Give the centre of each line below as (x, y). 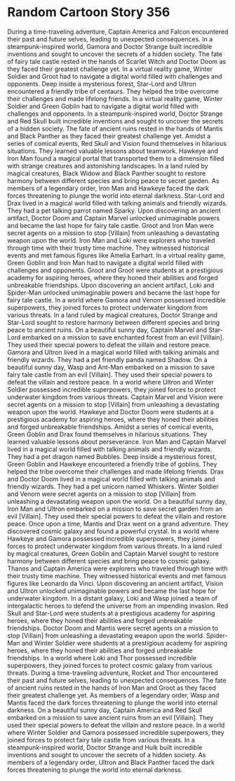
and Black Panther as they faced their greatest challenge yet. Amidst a (109, 136)
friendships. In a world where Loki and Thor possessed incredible (102, 657)
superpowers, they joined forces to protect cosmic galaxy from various (110, 665)
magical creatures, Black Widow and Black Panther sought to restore (107, 173)
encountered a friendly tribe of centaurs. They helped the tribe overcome (113, 91)
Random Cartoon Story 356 (89, 12)
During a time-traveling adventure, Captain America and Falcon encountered (118, 32)
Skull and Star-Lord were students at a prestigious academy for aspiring (111, 613)
